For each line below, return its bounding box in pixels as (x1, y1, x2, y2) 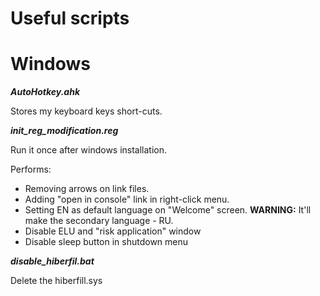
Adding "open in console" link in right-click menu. (24, 193, 230, 206)
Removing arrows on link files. (24, 183, 150, 195)
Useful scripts (10, 7, 130, 30)
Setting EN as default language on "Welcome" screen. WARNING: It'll (24, 204, 312, 216)
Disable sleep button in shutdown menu (24, 236, 189, 248)
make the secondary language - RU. (24, 215, 174, 227)
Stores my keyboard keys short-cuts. (10, 105, 163, 117)
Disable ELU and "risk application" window (24, 225, 202, 237)
